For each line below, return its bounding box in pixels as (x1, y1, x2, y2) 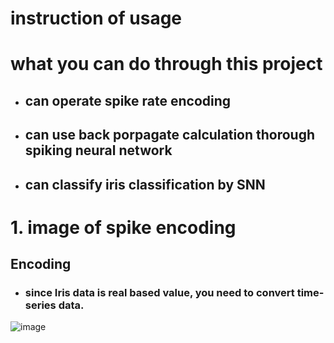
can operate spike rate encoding (24, 92, 232, 109)
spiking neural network (24, 142, 173, 159)
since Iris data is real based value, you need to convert (24, 286, 295, 300)
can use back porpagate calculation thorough (24, 127, 316, 144)
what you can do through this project (10, 53, 323, 76)
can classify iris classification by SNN (24, 176, 266, 193)
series (24, 298, 57, 312)
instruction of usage (10, 7, 183, 30)
